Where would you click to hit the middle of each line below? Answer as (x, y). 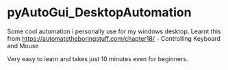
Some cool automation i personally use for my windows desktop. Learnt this (114, 31)
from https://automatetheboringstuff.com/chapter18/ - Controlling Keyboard (114, 38)
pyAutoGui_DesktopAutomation (99, 13)
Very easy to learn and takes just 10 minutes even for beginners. (98, 58)
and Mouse (23, 46)
